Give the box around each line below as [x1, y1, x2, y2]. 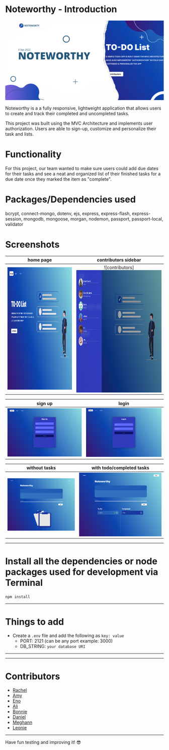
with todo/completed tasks [91, 465, 149, 471]
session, [5, 216, 23, 222]
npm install [5, 595, 30, 600]
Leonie [12, 725, 27, 731]
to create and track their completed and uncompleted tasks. [5, 110, 130, 117]
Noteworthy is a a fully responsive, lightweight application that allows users [5, 105, 161, 111]
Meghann [12, 719, 33, 725]
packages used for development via [5, 566, 158, 577]
